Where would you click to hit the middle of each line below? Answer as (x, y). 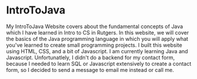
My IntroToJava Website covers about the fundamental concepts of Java (95, 26)
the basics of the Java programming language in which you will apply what (97, 39)
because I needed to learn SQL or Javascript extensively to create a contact (99, 63)
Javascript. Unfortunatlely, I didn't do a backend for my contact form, (91, 57)
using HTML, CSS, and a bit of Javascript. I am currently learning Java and (97, 51)
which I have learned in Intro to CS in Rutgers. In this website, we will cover (98, 32)
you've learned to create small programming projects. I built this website (94, 45)
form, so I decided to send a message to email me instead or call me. (90, 70)
